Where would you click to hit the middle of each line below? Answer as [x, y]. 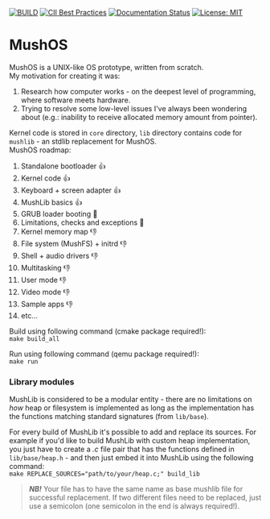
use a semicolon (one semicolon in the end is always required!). [134, 506]
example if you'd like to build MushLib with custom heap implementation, [130, 441]
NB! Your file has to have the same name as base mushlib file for [136, 489]
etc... [29, 315]
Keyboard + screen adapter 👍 [71, 190]
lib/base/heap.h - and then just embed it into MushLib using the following [131, 458]
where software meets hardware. [76, 100]
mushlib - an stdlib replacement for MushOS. [83, 141]
